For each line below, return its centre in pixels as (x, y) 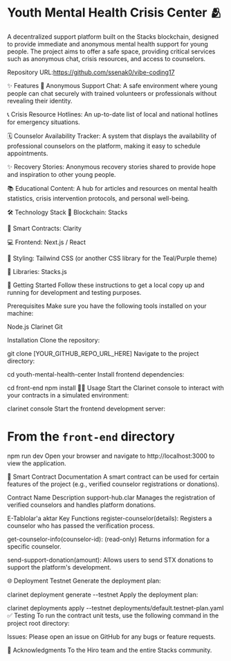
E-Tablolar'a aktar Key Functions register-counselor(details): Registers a (110, 518)
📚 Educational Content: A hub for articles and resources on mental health (112, 188)
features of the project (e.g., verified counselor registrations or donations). (113, 484)
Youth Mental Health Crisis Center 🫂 (115, 13)
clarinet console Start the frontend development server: (86, 409)
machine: (20, 313)
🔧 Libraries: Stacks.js (37, 271)
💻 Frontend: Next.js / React (47, 242)
